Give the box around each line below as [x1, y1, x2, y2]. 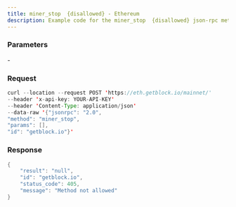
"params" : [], [7, 122, 49, 129]
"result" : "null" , [20, 168, 74, 175]
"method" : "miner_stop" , [7, 115, 80, 123]
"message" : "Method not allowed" [20, 187, 118, 194]
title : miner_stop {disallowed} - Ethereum [7, 10, 140, 18]
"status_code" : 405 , [20, 180, 80, 188]
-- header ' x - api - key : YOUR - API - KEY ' [7, 95, 114, 102]
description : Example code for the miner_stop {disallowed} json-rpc [7, 17, 218, 24]
